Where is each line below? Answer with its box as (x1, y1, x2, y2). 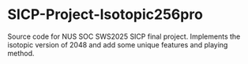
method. (7, 48, 35, 58)
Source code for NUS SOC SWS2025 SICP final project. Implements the (7, 32, 241, 41)
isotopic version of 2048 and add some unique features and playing (7, 40, 228, 49)
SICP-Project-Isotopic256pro (7, 6, 203, 24)
